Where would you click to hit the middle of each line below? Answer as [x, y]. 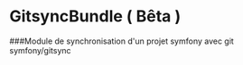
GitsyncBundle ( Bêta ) [95, 16]
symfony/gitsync [40, 50]
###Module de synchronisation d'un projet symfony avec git [122, 41]
